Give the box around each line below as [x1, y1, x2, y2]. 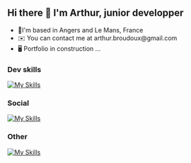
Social [7, 98, 30, 108]
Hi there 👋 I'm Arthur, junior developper [7, 7, 184, 19]
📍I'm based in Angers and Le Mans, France [17, 25, 144, 34]
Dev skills [7, 64, 42, 74]
